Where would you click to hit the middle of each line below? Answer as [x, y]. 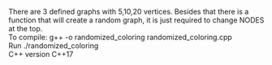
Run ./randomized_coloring [54, 46]
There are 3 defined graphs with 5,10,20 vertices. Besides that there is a [129, 12]
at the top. [26, 28]
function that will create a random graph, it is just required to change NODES [136, 20]
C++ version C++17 [41, 54]
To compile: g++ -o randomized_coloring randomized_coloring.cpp [121, 37]
